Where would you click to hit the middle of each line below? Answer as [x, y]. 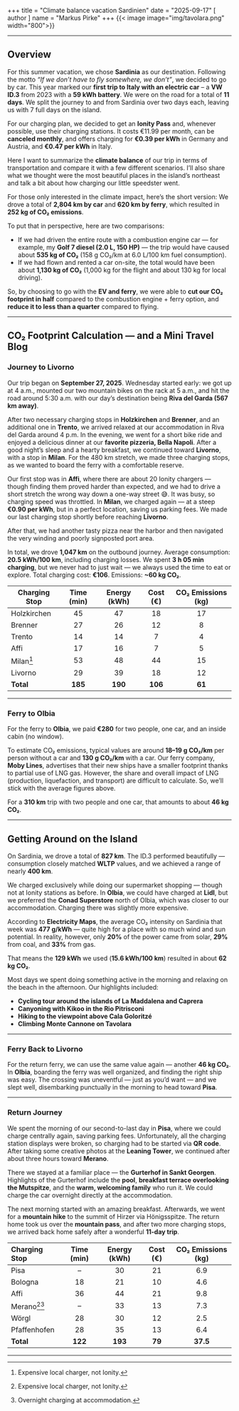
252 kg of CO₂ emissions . [46, 212]
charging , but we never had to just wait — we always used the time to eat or [119, 567]
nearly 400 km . [30, 871]
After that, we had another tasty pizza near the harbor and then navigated [116, 531]
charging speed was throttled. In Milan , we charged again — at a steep [111, 501]
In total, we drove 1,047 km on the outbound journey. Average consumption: [119, 552]
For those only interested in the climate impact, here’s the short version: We [118, 196]
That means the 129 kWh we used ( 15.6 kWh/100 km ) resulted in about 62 [117, 958]
